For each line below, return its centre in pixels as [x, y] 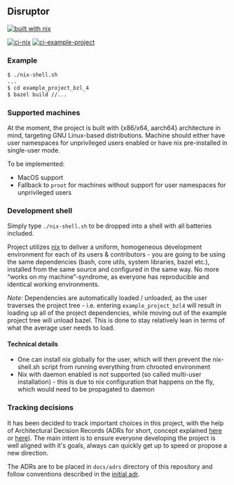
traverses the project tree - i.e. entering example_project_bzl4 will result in [115, 306]
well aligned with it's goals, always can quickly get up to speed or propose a [117, 445]
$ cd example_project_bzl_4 [48, 88]
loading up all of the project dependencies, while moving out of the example [117, 313]
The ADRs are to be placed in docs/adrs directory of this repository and [110, 466]
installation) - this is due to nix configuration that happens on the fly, [116, 382]
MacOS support [40, 177]
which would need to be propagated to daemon [86, 389]
